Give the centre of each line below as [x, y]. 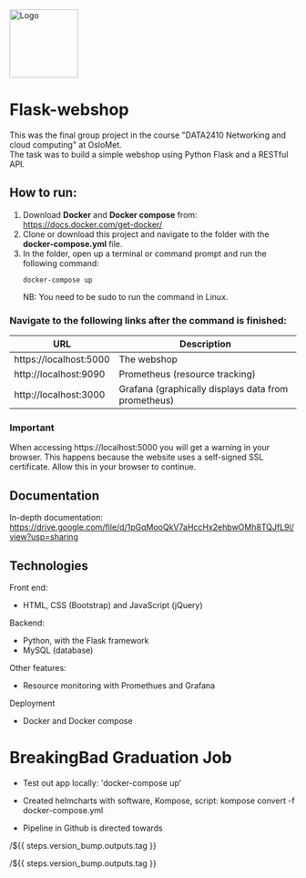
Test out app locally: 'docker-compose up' [102, 782]
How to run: [43, 193]
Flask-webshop [69, 110]
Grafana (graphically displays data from [204, 389]
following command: [61, 263]
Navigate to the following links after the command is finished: [148, 320]
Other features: [38, 667]
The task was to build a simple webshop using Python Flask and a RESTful [149, 154]
